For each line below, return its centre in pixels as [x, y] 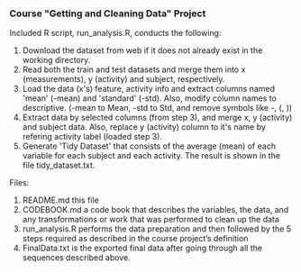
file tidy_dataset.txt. [59, 166]
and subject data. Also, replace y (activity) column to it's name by [144, 127]
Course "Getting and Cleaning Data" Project [108, 14]
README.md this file [60, 200]
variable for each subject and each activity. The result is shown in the [151, 156]
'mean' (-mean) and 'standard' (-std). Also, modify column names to [149, 98]
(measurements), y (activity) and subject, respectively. [123, 79]
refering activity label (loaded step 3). [92, 137]
